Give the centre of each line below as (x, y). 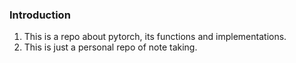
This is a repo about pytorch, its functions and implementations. (155, 37)
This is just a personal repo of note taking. (110, 47)
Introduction (40, 15)
